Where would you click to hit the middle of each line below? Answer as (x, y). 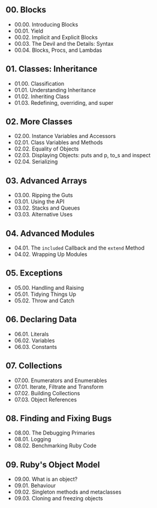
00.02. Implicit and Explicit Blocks (56, 37)
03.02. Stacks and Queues (47, 208)
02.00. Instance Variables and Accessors (65, 136)
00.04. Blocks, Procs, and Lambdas (58, 50)
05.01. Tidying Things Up (45, 294)
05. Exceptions (34, 273)
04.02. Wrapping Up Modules (51, 254)
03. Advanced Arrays (46, 180)
